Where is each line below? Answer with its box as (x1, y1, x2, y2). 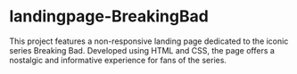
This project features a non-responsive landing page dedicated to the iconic (9, 36, 289, 46)
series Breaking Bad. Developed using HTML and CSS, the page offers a (9, 45, 275, 55)
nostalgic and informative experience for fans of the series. (9, 54, 227, 65)
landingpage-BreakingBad (9, 6, 210, 27)
